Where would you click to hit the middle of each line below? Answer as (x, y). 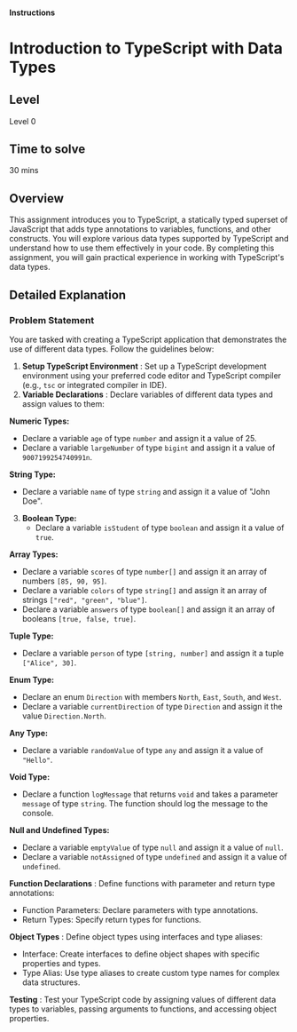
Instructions (32, 12)
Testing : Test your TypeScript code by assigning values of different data (143, 999)
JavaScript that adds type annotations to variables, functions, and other (141, 229)
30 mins (24, 171)
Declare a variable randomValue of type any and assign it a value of (142, 750)
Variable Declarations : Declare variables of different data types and (147, 394)
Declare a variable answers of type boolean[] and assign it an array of (148, 609)
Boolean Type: (49, 518)
